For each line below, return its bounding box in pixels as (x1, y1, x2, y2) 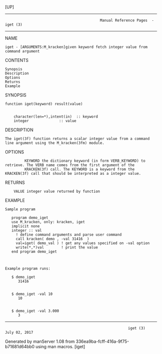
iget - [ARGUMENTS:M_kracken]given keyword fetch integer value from (5, 45, 148, 49)
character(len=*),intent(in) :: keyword (13, 114, 98, 119)
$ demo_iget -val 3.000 (11, 308, 59, 313)
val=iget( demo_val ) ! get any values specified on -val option (15, 241, 150, 246)
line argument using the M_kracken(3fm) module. (5, 140, 105, 145)
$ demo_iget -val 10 (11, 292, 53, 296)
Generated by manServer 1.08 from (5, 339, 75, 344)
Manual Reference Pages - (100, 18, 154, 23)
